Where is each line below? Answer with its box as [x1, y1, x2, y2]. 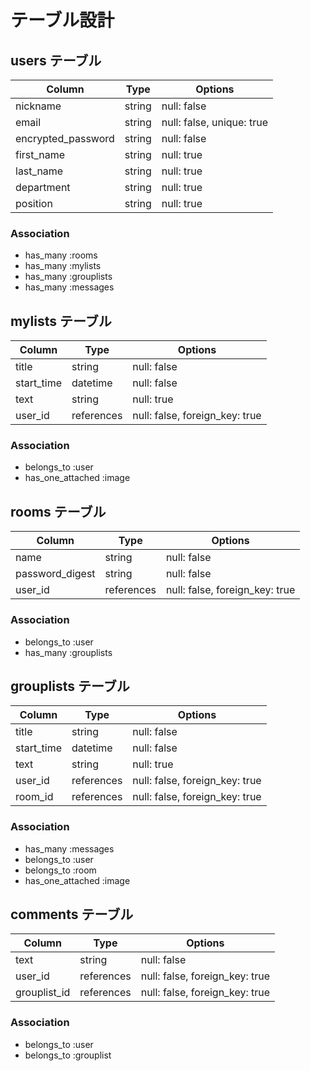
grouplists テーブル [10, 677, 130, 695]
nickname [15, 99, 62, 113]
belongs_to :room [24, 864, 97, 876]
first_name [15, 148, 66, 161]
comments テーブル [10, 906, 134, 923]
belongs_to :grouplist [24, 1049, 112, 1061]
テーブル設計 [10, 9, 115, 32]
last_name [15, 164, 64, 178]
